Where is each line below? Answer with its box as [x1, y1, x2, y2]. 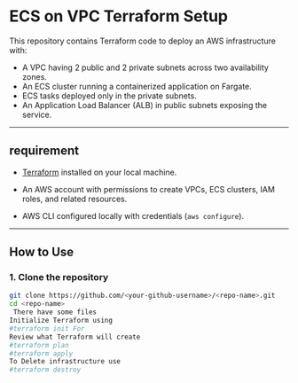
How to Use [9, 245, 74, 260]
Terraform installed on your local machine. [21, 167, 177, 177]
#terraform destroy [9, 365, 82, 374]
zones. [21, 71, 47, 82]
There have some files [12, 308, 98, 317]
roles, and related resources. [21, 193, 128, 204]
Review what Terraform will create [9, 332, 141, 341]
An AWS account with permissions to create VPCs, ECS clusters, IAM [21, 184, 275, 194]
